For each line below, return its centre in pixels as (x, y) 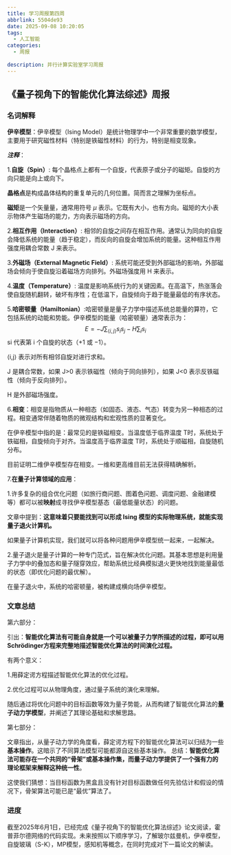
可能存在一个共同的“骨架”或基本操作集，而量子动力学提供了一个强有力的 (115, 759)
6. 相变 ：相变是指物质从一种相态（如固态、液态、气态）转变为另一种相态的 (112, 410)
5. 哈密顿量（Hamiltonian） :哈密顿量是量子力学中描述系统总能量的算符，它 (113, 309)
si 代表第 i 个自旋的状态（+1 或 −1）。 (58, 342)
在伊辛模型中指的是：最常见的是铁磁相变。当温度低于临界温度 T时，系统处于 (115, 433)
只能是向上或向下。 (40, 178)
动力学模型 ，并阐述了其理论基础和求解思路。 (76, 712)
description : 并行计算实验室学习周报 (55, 65)
